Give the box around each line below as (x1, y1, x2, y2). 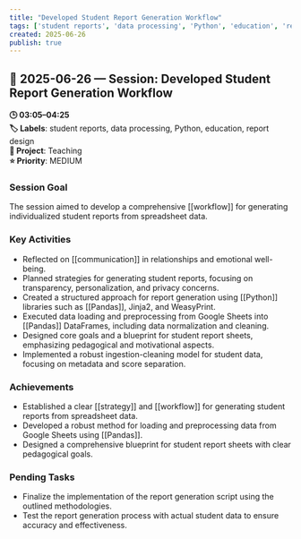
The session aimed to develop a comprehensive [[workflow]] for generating (9, 201, 288, 212)
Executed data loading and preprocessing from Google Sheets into (21, 311, 269, 321)
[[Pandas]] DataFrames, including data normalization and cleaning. (21, 320, 270, 331)
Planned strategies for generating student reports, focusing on (21, 272, 254, 283)
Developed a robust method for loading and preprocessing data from (21, 420, 277, 431)
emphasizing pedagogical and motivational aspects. (21, 339, 215, 350)
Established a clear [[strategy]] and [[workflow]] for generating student (21, 400, 286, 412)
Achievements (9, 381, 74, 393)
